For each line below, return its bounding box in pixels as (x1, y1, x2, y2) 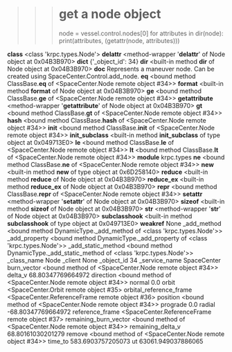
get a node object (58, 6, 161, 22)
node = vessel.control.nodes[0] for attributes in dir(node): (58, 29, 224, 37)
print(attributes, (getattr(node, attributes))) (58, 36, 180, 44)
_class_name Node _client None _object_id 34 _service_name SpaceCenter (7, 256, 222, 264)
